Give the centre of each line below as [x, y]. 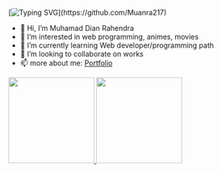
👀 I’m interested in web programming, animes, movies [109, 37]
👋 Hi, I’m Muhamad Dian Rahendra [77, 28]
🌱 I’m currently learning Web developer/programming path [117, 45]
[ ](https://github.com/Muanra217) [88, 13]
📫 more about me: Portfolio [66, 63]
